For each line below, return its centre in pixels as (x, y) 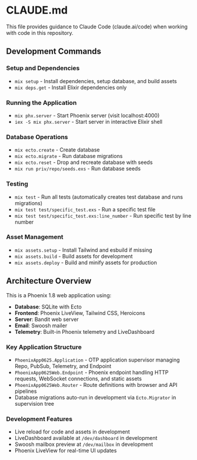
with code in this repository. (40, 32)
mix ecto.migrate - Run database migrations (69, 156)
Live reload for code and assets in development (72, 432)
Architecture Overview (49, 281)
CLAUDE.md (37, 10)
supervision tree (34, 403)
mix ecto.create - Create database (57, 150)
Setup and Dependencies (43, 68)
